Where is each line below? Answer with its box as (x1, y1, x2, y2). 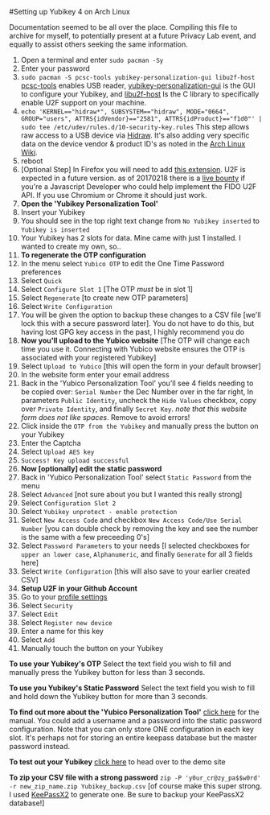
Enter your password (20, 64, 91, 73)
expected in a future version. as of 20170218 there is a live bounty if (20, 173, 246, 183)
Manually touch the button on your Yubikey (20, 644, 164, 652)
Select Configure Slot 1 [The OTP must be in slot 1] (20, 285, 194, 294)
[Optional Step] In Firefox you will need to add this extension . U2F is (20, 165, 246, 174)
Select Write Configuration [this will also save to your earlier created (20, 566, 251, 576)
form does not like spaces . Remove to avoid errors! (20, 413, 190, 422)
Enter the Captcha (20, 438, 81, 447)
